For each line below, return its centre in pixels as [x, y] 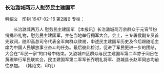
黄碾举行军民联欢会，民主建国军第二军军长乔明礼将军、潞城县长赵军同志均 [80, 59]
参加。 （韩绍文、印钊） [33, 66]
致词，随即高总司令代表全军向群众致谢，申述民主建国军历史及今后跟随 [80, 42]
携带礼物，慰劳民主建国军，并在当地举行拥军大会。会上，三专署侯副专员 [82, 35]
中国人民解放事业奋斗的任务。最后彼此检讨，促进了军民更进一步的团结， [86, 47]
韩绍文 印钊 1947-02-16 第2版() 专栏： [45, 19]
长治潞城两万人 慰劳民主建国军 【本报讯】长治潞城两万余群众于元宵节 [83, 29]
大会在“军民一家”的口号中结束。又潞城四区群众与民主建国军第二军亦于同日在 [82, 54]
